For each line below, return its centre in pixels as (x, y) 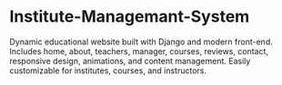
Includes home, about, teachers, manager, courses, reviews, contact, (139, 51)
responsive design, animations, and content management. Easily (130, 61)
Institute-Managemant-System (130, 17)
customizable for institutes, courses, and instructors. (108, 71)
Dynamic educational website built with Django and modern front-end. (141, 42)
